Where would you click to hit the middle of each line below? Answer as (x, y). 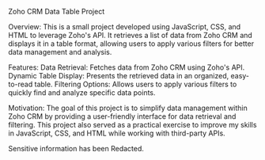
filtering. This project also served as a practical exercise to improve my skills (132, 125)
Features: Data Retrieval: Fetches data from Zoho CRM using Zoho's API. (127, 67)
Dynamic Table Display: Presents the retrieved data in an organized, (119, 76)
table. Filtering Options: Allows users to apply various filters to (136, 84)
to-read (21, 84)
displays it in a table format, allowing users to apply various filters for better (131, 44)
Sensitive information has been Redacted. (76, 149)
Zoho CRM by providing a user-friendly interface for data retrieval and (122, 116)
